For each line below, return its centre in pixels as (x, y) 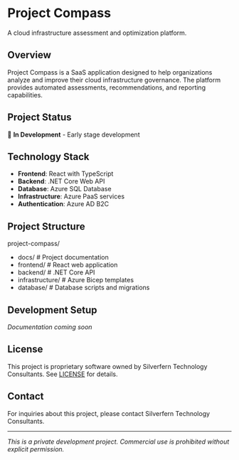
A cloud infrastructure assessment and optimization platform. (97, 33)
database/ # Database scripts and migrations (84, 288)
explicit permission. (36, 449)
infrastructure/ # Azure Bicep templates (75, 280)
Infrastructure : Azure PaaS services (71, 196)
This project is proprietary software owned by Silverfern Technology (107, 366)
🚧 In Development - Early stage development (74, 134)
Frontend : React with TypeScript (65, 174)
